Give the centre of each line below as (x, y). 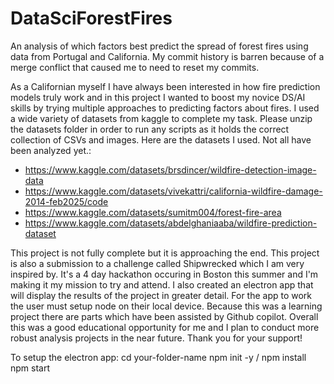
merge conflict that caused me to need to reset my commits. (135, 67)
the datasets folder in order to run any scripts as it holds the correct (150, 129)
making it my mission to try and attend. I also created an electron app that (162, 284)
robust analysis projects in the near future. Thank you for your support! (156, 338)
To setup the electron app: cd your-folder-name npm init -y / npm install (158, 357)
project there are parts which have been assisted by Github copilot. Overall (164, 316)
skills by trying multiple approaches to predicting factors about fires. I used (165, 108)
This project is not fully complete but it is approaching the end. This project (165, 253)
